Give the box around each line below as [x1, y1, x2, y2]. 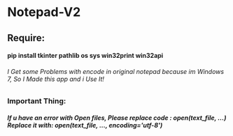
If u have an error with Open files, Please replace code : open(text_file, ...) [7, 113, 227, 122]
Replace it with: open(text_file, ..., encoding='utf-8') [7, 121, 163, 129]
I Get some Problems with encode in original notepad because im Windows [7, 67, 225, 75]
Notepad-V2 [7, 4, 81, 20]
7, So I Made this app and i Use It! [7, 75, 105, 83]
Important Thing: [7, 96, 66, 106]
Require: [7, 32, 45, 44]
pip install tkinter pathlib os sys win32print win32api [7, 52, 164, 60]
